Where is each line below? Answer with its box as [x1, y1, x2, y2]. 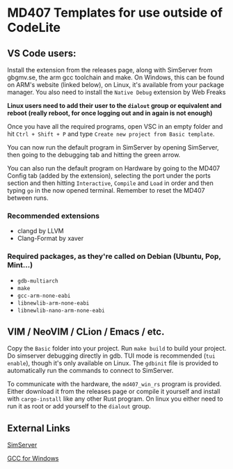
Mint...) [7, 260, 33, 270]
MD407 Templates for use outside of [7, 5, 223, 21]
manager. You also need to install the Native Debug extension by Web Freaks [7, 88, 226, 96]
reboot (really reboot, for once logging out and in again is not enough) [7, 109, 213, 117]
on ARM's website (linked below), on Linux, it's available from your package [7, 81, 225, 88]
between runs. [7, 193, 49, 202]
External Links [7, 422, 71, 434]
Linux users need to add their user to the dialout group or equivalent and [7, 102, 222, 109]
